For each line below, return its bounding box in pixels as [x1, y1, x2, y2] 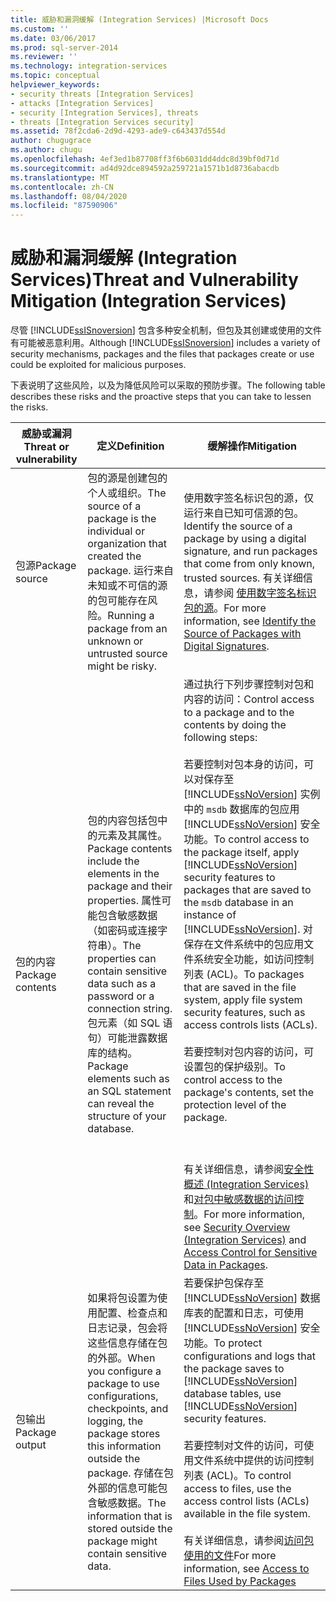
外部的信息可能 [87, 1481, 158, 1495]
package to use [87, 1377, 160, 1391]
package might [87, 1534, 158, 1548]
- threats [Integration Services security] [10, 117, 195, 127]
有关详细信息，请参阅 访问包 [183, 1534, 315, 1548]
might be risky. [87, 659, 158, 673]
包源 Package [15, 559, 77, 573]
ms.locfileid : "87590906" [10, 201, 118, 211]
